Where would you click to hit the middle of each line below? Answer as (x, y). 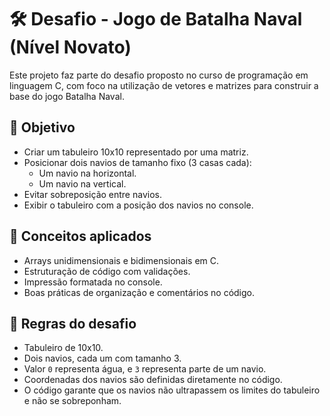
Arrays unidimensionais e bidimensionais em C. (121, 260)
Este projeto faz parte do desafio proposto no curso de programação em (159, 75)
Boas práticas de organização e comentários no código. (139, 292)
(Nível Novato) (70, 47)
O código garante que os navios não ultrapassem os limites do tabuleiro (172, 390)
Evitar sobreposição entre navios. (92, 194)
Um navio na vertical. (82, 183)
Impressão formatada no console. (93, 282)
